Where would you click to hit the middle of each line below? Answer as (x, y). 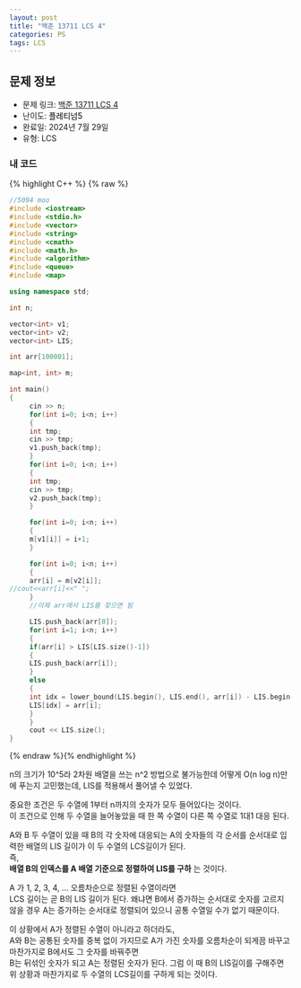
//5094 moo (30, 200)
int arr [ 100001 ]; (42, 357)
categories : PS (38, 34)
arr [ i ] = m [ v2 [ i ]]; (65, 580)
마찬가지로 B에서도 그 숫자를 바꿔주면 (74, 952)
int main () (30, 390)
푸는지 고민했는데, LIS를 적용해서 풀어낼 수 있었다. (105, 786)
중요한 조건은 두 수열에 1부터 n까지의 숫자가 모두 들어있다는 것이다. (125, 805)
